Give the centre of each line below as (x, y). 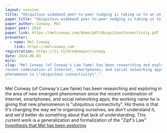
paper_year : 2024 (23, 28)
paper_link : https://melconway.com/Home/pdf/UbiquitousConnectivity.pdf (82, 33)
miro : (11, 61)
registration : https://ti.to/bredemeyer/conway (55, 51)
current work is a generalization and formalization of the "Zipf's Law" (76, 120)
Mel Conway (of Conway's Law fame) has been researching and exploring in (83, 88)
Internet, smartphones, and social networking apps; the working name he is (83, 99)
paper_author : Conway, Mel (33, 24)
